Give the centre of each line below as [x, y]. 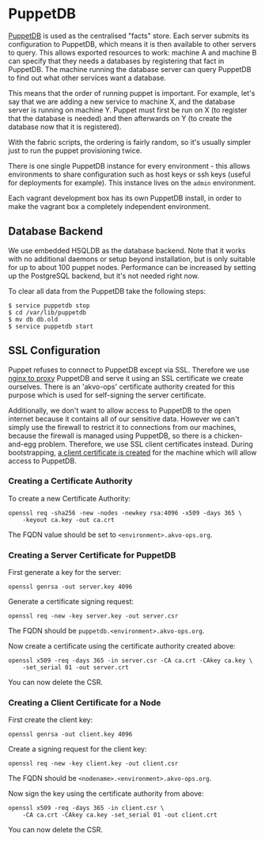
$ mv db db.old [33, 319]
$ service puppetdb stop [49, 306]
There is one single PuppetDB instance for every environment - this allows [129, 166]
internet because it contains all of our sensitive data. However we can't [124, 419]
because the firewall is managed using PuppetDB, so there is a [110, 436]
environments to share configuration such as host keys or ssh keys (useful [129, 174]
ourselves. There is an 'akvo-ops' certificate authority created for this [122, 386]
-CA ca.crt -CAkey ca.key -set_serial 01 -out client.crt [120, 815]
